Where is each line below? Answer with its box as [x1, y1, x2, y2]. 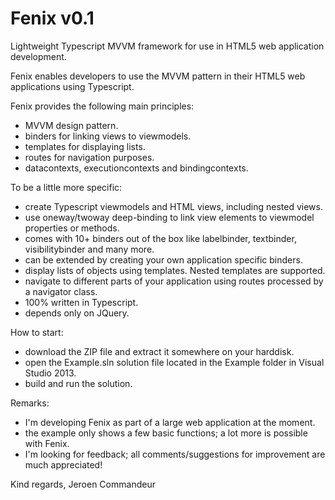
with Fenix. [24, 437, 70, 449]
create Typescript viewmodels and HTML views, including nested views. [24, 200, 323, 212]
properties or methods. [24, 222, 120, 234]
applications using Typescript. [10, 80, 135, 92]
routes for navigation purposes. [24, 151, 155, 163]
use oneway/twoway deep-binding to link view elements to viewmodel [24, 211, 315, 223]
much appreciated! [24, 458, 103, 471]
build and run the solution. [24, 377, 133, 389]
